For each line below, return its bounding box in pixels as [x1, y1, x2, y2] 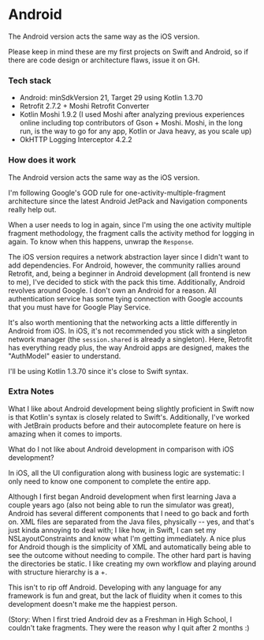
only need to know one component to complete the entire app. [8, 476, 211, 486]
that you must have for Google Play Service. [8, 302, 151, 312]
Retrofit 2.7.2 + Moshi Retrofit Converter [19, 101, 150, 111]
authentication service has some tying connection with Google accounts [8, 294, 244, 303]
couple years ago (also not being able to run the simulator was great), [8, 500, 235, 510]
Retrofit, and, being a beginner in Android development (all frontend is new [8, 268, 251, 278]
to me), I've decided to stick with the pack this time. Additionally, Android [8, 277, 246, 286]
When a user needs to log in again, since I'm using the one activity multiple [8, 219, 252, 230]
